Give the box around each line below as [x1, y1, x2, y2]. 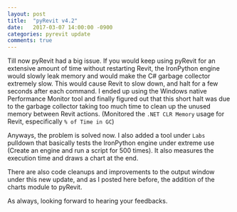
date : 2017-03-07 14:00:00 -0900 [7, 24, 113, 31]
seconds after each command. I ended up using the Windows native [7, 87, 208, 96]
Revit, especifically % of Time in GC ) [7, 117, 115, 126]
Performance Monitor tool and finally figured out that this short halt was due [7, 94, 231, 104]
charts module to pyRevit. [7, 183, 83, 191]
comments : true [7, 37, 53, 44]
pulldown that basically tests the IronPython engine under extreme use [7, 138, 215, 147]
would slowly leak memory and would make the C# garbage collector [7, 72, 211, 81]
